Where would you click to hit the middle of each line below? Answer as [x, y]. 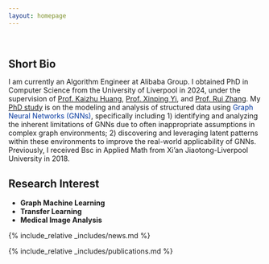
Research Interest [54, 184]
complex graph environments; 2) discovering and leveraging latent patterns [133, 133]
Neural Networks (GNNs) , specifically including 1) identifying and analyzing [133, 115]
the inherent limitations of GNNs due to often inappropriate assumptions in [132, 124]
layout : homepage [37, 16]
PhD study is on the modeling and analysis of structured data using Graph [131, 107]
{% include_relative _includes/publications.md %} [91, 251]
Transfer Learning [51, 212]
